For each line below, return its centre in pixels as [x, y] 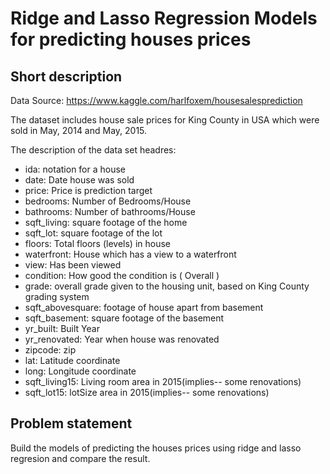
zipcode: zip [50, 350]
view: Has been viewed [73, 265]
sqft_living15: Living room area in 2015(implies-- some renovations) [163, 381]
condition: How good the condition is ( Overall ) [122, 275]
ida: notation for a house [75, 169]
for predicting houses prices [131, 39]
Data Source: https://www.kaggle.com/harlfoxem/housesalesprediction [156, 100]
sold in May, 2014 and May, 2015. [79, 130]
